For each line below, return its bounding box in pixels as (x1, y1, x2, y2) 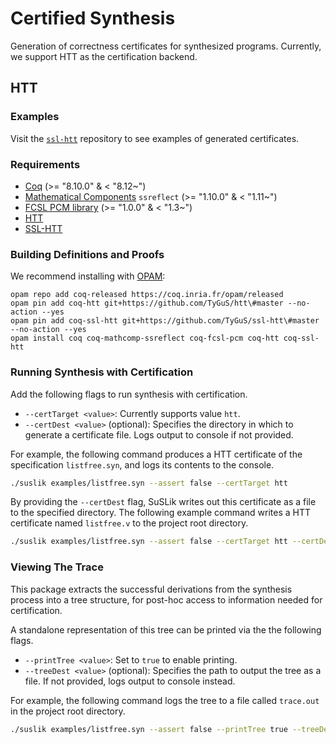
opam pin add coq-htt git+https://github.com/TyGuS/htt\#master (10, 298, 284, 309)
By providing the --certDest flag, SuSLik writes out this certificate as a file (10, 496, 317, 508)
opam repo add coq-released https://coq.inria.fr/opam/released (10, 290, 284, 300)
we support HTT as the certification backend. (10, 50, 198, 62)
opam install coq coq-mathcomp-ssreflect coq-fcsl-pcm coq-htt (10, 333, 280, 344)
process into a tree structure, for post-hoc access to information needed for (10, 593, 323, 606)
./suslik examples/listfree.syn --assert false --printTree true (10, 724, 288, 734)
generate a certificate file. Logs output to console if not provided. (24, 428, 294, 441)
